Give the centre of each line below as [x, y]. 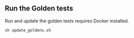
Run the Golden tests [39, 8]
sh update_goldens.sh [28, 30]
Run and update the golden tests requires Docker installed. [67, 21]
